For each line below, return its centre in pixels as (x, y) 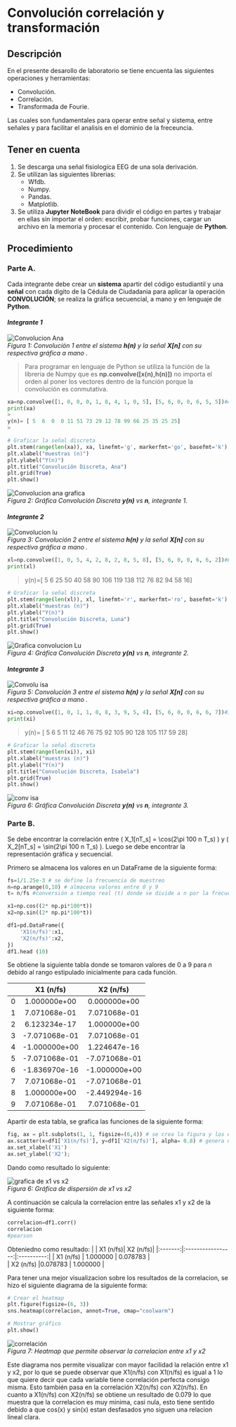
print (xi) (22, 719)
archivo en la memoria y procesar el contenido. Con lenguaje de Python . (123, 226)
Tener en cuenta (44, 150)
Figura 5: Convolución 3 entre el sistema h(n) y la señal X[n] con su (106, 692)
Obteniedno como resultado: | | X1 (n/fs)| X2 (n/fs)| (81, 1249)
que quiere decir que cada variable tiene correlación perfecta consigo (109, 1379)
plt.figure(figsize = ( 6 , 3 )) (48, 1305)
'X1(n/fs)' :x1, (42, 932)
